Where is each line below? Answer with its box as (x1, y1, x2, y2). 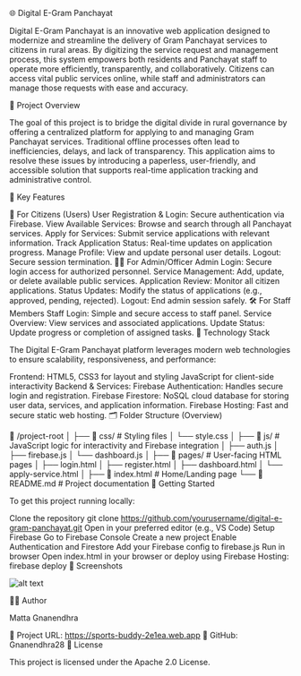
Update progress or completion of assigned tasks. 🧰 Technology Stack (9, 327, 271, 338)
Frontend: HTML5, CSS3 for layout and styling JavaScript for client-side (9, 372, 275, 381)
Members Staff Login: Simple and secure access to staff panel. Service (9, 308, 272, 319)
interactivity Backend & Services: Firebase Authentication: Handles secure (9, 381, 284, 391)
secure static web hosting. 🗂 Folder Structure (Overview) (9, 410, 223, 420)
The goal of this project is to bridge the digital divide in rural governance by (9, 117, 288, 128)
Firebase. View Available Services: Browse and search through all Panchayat (9, 218, 292, 229)
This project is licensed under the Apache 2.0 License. (9, 657, 211, 667)
